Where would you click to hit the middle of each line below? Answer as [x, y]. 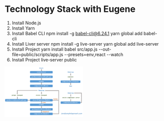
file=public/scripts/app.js [37, 54]
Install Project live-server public [44, 60]
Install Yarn [23, 28]
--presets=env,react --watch [94, 54]
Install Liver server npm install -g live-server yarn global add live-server [85, 44]
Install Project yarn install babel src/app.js [55, 49]
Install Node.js [26, 23]
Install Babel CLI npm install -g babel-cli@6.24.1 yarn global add [77, 33]
